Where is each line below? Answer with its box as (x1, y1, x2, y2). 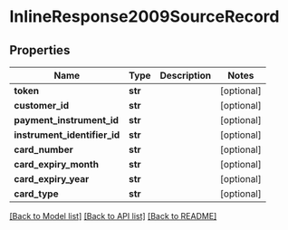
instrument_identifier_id (14, 129, 120, 141)
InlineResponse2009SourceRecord (9, 6, 280, 27)
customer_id (14, 100, 70, 111)
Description (159, 70, 212, 81)
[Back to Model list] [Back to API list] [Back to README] (9, 211, 217, 221)
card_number (14, 143, 74, 156)
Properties (9, 43, 71, 58)
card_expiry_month (14, 158, 100, 170)
